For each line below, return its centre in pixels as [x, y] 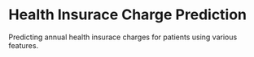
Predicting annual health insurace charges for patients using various [123, 37]
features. [24, 45]
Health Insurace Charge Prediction [127, 15]
